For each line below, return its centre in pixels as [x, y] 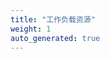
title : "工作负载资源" [53, 19]
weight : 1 [31, 29]
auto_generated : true [55, 38]
